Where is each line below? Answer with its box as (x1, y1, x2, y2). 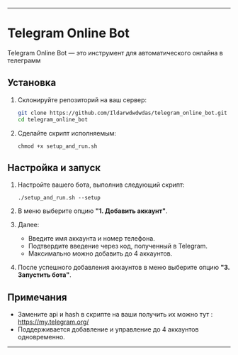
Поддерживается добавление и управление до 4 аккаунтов (17, 325, 199, 334)
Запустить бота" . (17, 271, 72, 279)
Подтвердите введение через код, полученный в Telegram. (28, 242, 208, 251)
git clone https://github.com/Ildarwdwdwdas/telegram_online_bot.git (17, 109, 228, 116)
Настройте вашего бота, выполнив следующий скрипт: (17, 180, 186, 189)
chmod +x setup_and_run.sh (17, 143, 98, 150)
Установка (7, 77, 57, 89)
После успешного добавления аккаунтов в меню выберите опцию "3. (17, 263, 230, 272)
